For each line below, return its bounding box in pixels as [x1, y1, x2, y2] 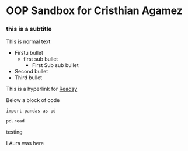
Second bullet [14, 68, 48, 75]
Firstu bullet [14, 50, 44, 57]
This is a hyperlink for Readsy [6, 86, 78, 93]
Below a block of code [6, 97, 60, 104]
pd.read [6, 118, 25, 124]
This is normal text [6, 38, 51, 45]
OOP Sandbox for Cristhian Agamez [6, 4, 183, 17]
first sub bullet [23, 55, 58, 62]
